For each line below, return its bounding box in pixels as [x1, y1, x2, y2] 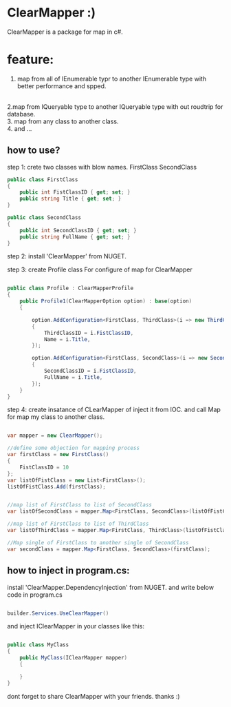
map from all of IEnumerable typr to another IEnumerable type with [16, 74, 207, 83]
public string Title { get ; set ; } [19, 195, 122, 203]
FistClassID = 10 [19, 464, 69, 471]
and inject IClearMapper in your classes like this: [7, 622, 144, 631]
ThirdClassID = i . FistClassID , [43, 329, 134, 336]
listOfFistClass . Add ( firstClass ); [7, 483, 107, 490]
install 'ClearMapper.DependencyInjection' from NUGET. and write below [7, 583, 214, 591]
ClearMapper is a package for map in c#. [7, 28, 124, 36]
